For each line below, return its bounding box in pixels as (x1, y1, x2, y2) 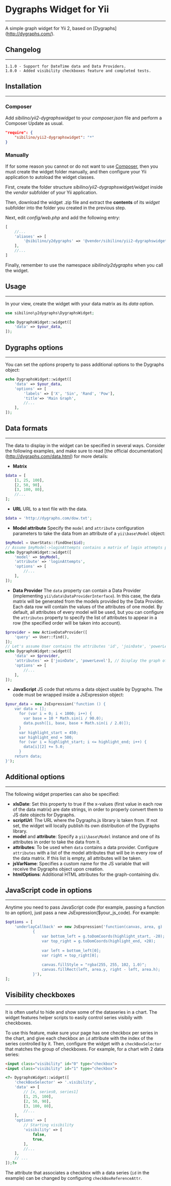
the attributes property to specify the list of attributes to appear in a (12, 614, 157, 621)
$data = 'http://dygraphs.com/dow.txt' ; (5, 516, 93, 521)
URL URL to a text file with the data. (12, 506, 88, 512)
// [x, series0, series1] (23, 1090, 79, 1095)
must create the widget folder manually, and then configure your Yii (5, 168, 147, 174)
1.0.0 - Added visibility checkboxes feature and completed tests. (5, 68, 152, 73)
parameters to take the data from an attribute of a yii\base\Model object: (12, 530, 165, 536)
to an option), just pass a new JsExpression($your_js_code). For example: (5, 910, 160, 916)
